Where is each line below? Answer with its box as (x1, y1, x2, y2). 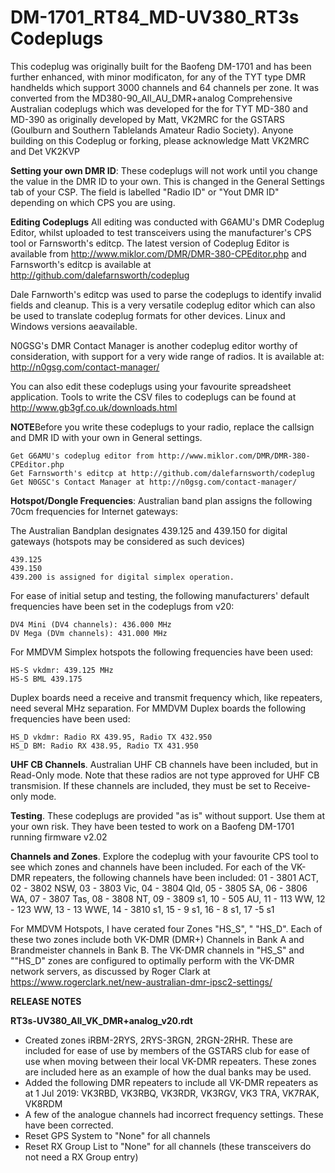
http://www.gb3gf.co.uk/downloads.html (10, 401, 178, 413)
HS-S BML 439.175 (10, 674, 83, 684)
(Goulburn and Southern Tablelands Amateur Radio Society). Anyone (10, 124, 294, 136)
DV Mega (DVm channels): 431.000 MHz (10, 628, 168, 638)
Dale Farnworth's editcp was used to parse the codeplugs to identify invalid (10, 288, 322, 300)
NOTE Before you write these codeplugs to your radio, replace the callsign (10, 421, 315, 433)
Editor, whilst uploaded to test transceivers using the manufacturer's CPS (10, 226, 312, 238)
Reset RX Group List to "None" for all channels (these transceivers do (24, 1140, 312, 1152)
